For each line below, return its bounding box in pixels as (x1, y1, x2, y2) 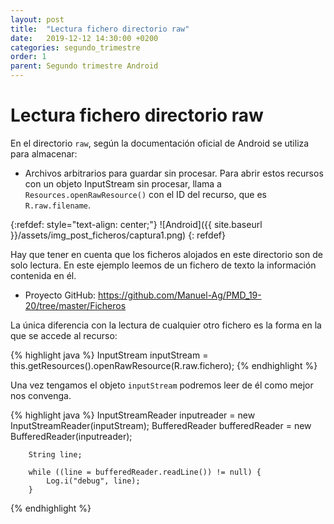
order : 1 (10, 52, 47, 62)
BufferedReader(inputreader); (10, 430, 133, 442)
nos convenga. (10, 389, 72, 401)
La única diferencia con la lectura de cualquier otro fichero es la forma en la (10, 319, 322, 331)
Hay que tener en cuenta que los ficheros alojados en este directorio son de (10, 248, 323, 260)
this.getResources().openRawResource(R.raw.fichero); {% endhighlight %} (10, 359, 318, 371)
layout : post (10, 14, 65, 25)
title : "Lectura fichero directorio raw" (10, 24, 190, 34)
